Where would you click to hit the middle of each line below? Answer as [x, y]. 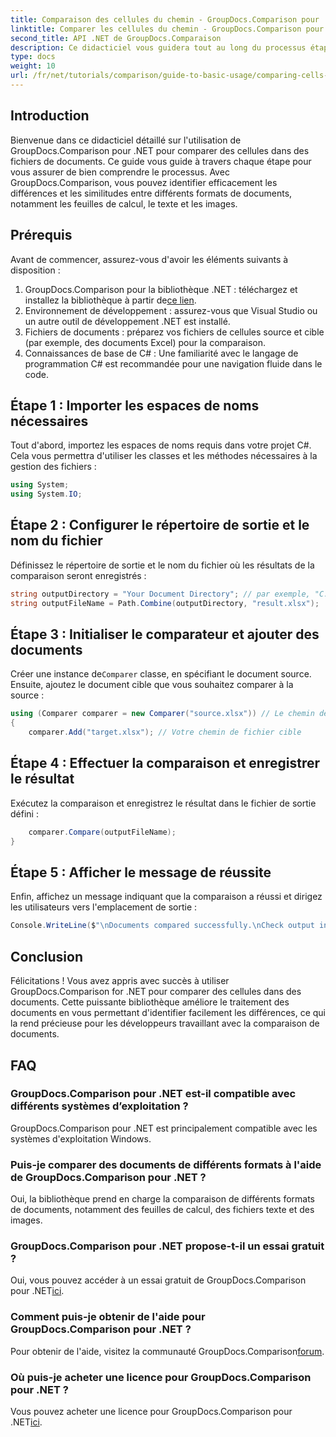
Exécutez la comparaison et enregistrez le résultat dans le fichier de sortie [163, 803]
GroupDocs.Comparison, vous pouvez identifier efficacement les [144, 182]
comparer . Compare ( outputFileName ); [102, 832]
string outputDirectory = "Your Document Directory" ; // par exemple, [160, 594]
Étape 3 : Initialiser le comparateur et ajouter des [165, 634]
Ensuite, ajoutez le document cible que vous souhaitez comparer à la [152, 685]
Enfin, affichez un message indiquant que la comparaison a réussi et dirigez [166, 897]
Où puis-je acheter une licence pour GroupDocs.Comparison [161, 1377]
